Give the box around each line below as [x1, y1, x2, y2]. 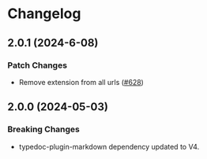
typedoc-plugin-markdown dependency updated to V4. [18, 142, 200, 151]
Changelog [7, 5, 81, 23]
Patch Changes [7, 60, 68, 71]
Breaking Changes [7, 124, 81, 135]
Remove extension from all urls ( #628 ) [18, 77, 144, 87]
